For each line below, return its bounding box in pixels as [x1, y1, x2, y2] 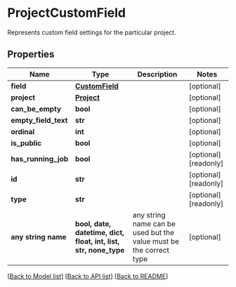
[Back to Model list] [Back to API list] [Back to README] [7, 272, 169, 280]
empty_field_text [11, 115, 68, 125]
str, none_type [74, 245, 125, 255]
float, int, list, [74, 236, 120, 246]
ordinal [11, 126, 35, 136]
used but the [132, 227, 174, 237]
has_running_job [11, 154, 69, 163]
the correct [132, 245, 170, 255]
